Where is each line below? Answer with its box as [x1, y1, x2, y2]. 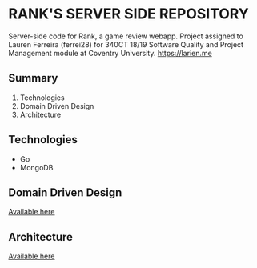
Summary [8, 71, 58, 85]
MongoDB [19, 162, 54, 172]
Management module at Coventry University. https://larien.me [8, 48, 212, 58]
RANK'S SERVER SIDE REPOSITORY [8, 5, 250, 23]
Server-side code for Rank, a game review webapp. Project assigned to [8, 31, 244, 41]
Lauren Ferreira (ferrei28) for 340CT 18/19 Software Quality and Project [8, 39, 244, 49]
